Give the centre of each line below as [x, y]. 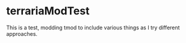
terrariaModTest [48, 11]
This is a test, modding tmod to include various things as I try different [93, 27]
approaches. [22, 33]
